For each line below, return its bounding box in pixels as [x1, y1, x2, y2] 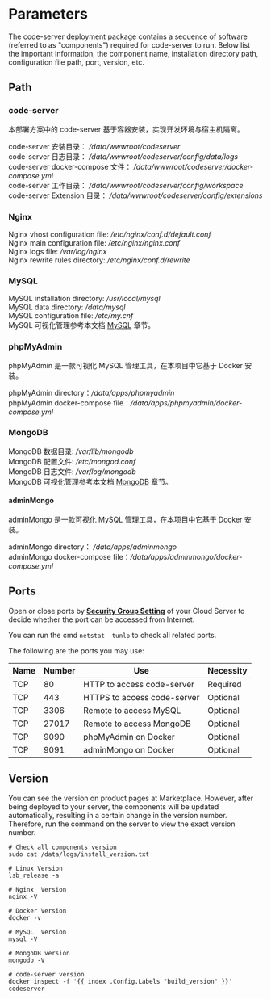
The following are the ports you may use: [8, 645, 145, 655]
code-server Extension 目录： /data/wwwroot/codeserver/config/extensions [8, 191, 264, 200]
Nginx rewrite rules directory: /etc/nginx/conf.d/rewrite [8, 255, 191, 265]
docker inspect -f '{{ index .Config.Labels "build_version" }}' [8, 977, 232, 985]
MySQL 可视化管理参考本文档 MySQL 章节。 [8, 321, 156, 330]
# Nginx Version [8, 885, 67, 893]
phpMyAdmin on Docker [83, 731, 175, 742]
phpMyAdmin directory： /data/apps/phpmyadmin [8, 388, 175, 397]
